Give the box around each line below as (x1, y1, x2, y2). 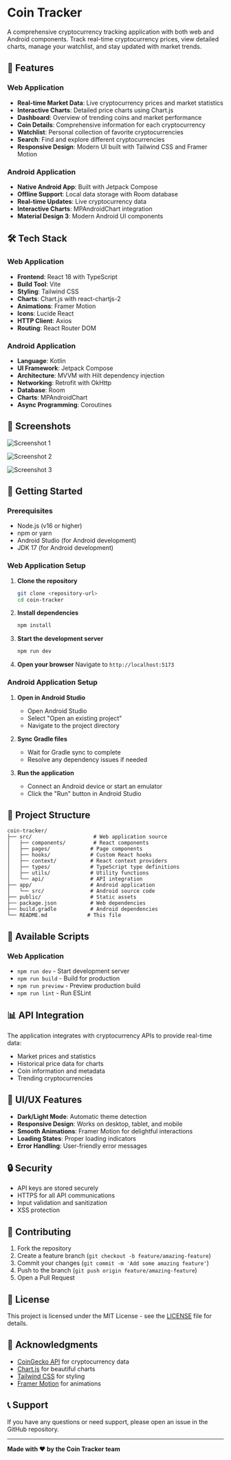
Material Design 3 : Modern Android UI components (16, 212, 164, 220)
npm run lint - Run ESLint (16, 989, 91, 997)
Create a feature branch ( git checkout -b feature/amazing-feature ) (16, 1252, 212, 1260)
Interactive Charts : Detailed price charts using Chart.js (16, 105, 174, 114)
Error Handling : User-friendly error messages (16, 1142, 148, 1150)
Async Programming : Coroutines (16, 400, 112, 409)
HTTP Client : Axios (16, 316, 72, 325)
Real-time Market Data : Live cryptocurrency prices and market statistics (16, 99, 223, 107)
